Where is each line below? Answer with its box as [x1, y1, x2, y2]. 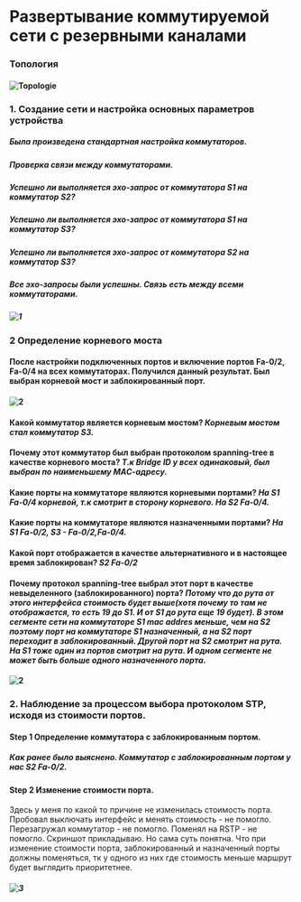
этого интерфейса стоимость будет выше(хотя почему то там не [9, 597, 268, 608]
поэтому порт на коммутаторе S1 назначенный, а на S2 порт [9, 626, 252, 637]
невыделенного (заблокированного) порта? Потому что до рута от [9, 587, 275, 598]
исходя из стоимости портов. [9, 709, 146, 721]
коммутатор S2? [9, 191, 76, 202]
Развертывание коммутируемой [9, 6, 270, 27]
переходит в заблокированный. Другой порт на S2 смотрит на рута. [9, 635, 282, 646]
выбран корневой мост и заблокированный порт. [9, 376, 205, 386]
